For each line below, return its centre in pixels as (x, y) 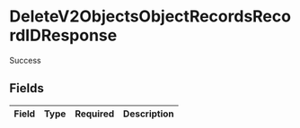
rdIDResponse (63, 35)
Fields (27, 88)
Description (149, 114)
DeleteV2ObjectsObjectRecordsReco (150, 17)
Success (26, 60)
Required (95, 114)
